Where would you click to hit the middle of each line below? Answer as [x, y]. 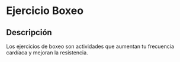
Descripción [29, 32]
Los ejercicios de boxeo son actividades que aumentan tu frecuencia [90, 46]
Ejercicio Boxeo [45, 11]
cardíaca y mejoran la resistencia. [47, 53]
